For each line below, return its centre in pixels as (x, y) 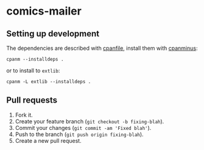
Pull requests (32, 101)
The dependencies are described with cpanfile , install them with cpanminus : (102, 48)
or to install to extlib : (33, 70)
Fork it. (24, 115)
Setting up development (53, 34)
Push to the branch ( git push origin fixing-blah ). (79, 134)
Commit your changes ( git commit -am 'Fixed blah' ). (83, 128)
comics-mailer (44, 11)
